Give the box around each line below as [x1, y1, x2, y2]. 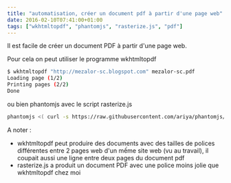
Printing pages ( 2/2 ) [7, 81, 69, 88]
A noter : [7, 125, 32, 134]
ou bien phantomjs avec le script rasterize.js [7, 100, 133, 108]
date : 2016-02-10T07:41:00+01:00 [7, 17, 103, 23]
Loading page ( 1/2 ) [7, 75, 63, 82]
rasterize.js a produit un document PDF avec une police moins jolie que [16, 161, 219, 169]
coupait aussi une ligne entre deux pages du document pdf [16, 153, 185, 162]
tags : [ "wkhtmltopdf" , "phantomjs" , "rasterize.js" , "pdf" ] [7, 23, 184, 30]
